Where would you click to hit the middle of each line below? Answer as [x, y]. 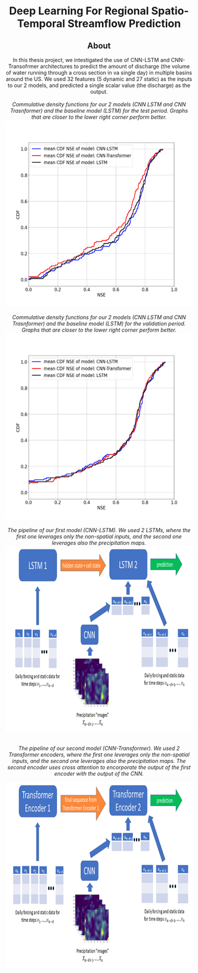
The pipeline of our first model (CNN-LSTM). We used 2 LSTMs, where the [99, 530]
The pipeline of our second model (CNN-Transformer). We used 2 [99, 748]
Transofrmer [24, 66]
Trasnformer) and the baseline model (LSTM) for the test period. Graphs [99, 111]
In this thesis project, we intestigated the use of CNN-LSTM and [91, 60]
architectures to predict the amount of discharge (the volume [115, 66]
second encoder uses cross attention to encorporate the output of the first [99, 767]
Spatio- [170, 11]
